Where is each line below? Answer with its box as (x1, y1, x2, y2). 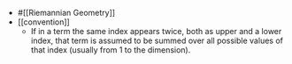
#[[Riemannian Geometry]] (17, 8, 116, 18)
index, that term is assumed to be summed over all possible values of (30, 35, 283, 46)
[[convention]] (17, 17, 71, 27)
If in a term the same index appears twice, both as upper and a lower (30, 26, 282, 36)
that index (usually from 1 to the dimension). (30, 45, 191, 55)
